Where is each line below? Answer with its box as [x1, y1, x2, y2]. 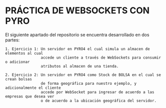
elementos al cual [5, 51, 43, 56]
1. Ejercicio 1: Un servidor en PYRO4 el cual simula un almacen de [5, 46, 150, 51]
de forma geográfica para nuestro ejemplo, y [40, 81, 137, 86]
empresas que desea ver [5, 94, 55, 99]
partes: [5, 37, 20, 43]
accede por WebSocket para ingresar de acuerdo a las [40, 89, 155, 95]
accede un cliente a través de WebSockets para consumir [40, 55, 162, 60]
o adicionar [5, 59, 30, 64]
